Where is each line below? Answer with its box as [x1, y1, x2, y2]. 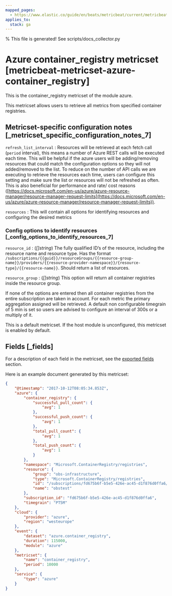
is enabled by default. [5, 327, 51, 334]
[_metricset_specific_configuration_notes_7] [5, 131, 152, 139]
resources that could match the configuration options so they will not [5, 161, 151, 167]
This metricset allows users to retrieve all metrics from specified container [5, 102, 162, 109]
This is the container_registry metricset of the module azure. [5, 93, 133, 99]
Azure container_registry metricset [5, 54, 159, 66]
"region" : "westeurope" [24, 519, 74, 524]
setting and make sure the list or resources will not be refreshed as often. [5, 177, 160, 183]
